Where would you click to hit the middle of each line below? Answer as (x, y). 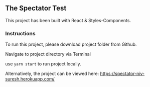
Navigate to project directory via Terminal (48, 54)
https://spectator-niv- (122, 74)
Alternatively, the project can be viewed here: (52, 74)
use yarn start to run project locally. (43, 64)
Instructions (21, 33)
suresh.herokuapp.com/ (30, 79)
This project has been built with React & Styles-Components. (68, 20)
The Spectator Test (36, 8)
